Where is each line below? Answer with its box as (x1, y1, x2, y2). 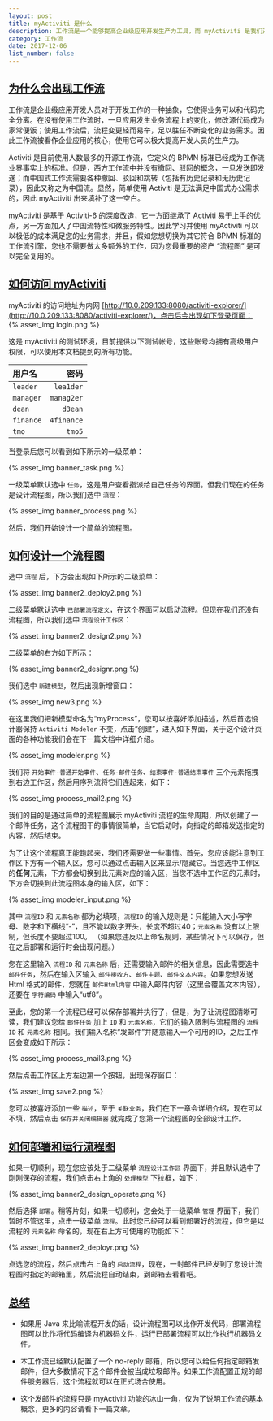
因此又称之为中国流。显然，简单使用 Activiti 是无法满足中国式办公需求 (25, 183, 260, 193)
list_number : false (8, 50, 75, 58)
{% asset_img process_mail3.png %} (8, 1054, 132, 1064)
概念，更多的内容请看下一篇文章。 (19, 1404, 135, 1414)
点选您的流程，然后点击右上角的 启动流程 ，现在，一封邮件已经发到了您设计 (8, 1259, 256, 1269)
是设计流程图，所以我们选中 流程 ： (8, 489, 123, 500)
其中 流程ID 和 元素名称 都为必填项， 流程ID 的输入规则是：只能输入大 (8, 912, 232, 921)
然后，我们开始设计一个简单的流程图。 (8, 522, 136, 532)
